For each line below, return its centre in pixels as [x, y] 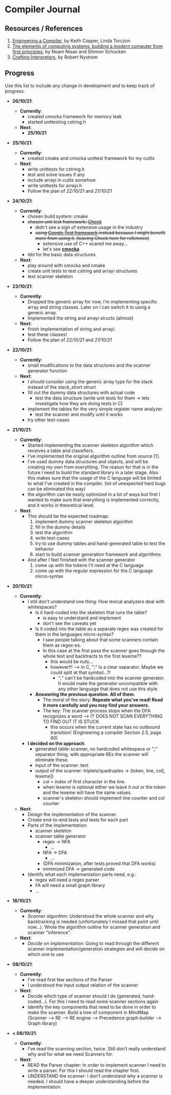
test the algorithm [54, 532]
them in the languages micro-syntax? [74, 634]
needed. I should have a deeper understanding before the [88, 1081]
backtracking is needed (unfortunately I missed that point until [93, 921]
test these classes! [47, 334]
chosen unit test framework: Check [65, 221]
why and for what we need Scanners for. [70, 1054]
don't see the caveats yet [70, 623]
